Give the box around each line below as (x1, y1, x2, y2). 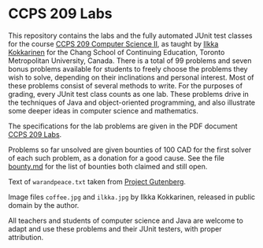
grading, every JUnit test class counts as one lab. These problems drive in (8, 89, 250, 98)
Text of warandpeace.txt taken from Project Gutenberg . (8, 176, 187, 186)
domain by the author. (8, 200, 80, 209)
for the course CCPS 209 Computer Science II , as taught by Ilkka (8, 39, 219, 48)
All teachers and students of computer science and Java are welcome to (8, 216, 244, 225)
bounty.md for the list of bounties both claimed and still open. (8, 161, 208, 171)
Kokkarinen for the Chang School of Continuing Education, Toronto (8, 47, 225, 57)
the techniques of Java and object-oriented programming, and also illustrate (8, 98, 256, 107)
